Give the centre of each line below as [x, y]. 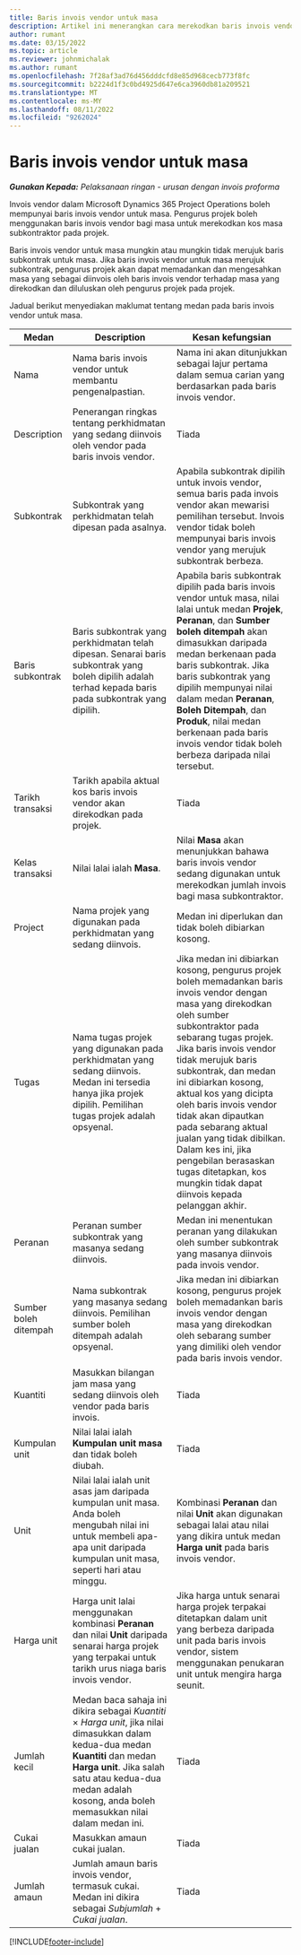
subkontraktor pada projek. [59, 233]
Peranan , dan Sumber [223, 621]
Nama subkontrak [110, 1290]
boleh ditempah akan [222, 631]
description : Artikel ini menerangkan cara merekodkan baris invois [140, 26]
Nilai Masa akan [210, 840]
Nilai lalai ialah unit [111, 1481]
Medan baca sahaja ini [120, 1700]
